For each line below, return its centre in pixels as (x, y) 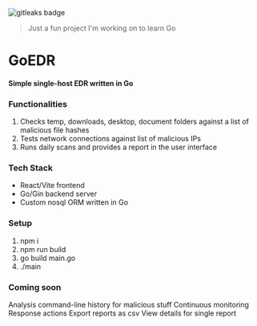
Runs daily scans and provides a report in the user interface (118, 147)
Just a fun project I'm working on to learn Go (102, 28)
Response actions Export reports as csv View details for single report (122, 313)
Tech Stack (31, 168)
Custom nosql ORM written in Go (74, 202)
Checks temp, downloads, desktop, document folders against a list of (135, 122)
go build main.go (48, 258)
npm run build (43, 249)
